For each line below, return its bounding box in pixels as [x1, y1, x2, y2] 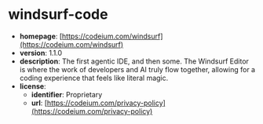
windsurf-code [8, 5, 108, 24]
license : [19, 81, 46, 91]
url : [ [31, 98, 48, 108]
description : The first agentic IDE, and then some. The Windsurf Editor [19, 57, 250, 66]
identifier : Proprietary [31, 89, 103, 99]
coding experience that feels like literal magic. [19, 73, 169, 82]
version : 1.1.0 [19, 48, 63, 57]
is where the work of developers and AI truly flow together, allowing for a [19, 64, 256, 74]
